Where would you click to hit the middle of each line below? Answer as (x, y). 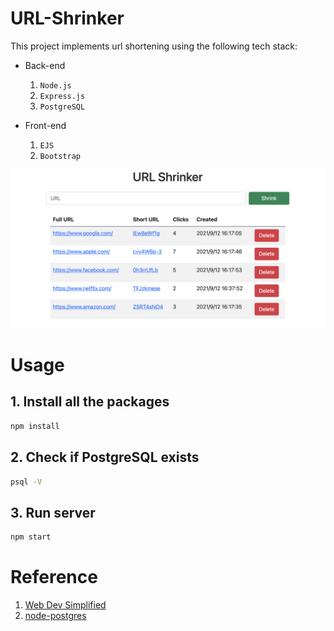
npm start (31, 537)
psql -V (26, 482)
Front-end (45, 125)
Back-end (45, 65)
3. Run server (53, 512)
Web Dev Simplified (65, 605)
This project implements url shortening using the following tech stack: (154, 46)
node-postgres (55, 616)
